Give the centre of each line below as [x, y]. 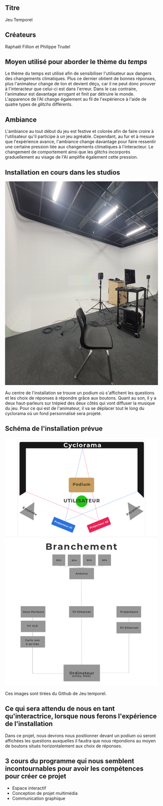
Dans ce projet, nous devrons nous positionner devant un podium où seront [81, 735]
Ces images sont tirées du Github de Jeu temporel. [56, 693]
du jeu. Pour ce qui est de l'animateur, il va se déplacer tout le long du [75, 408]
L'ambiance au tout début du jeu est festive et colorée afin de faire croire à [80, 131]
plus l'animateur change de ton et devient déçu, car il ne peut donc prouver [81, 84]
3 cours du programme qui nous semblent [70, 761]
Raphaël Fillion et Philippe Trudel [38, 47]
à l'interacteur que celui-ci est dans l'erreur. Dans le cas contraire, [71, 89]
